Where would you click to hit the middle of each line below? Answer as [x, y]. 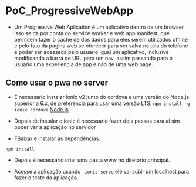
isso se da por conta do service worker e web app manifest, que [92, 33]
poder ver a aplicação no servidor [55, 127]
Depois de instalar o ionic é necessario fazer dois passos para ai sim [97, 121]
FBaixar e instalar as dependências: [57, 138]
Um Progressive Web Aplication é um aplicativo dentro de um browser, [99, 27]
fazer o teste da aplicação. [46, 178]
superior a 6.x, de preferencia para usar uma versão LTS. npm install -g [102, 103]
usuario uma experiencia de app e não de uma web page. [84, 64]
